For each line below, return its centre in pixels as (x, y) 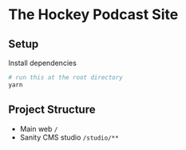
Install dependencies (43, 63)
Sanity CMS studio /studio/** (69, 137)
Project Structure (52, 110)
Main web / (39, 129)
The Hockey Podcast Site (93, 15)
